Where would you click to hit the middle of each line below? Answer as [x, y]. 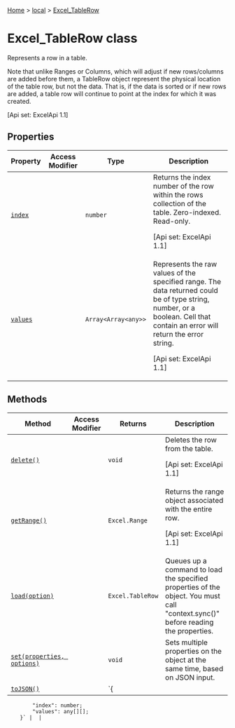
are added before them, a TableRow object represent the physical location [114, 79]
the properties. [190, 631]
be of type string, [181, 299]
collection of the [179, 203]
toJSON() [25, 689]
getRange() [29, 520]
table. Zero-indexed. [187, 212]
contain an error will [186, 325]
